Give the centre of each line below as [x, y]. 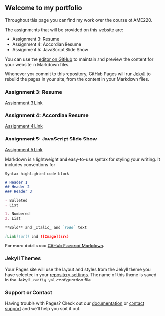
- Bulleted [16, 201]
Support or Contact [29, 292]
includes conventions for [30, 164]
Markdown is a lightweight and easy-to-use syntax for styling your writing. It [82, 159]
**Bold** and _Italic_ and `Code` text [46, 227]
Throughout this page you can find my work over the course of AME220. [79, 20]
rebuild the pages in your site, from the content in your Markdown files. [77, 79]
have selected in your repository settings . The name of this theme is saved [81, 274]
